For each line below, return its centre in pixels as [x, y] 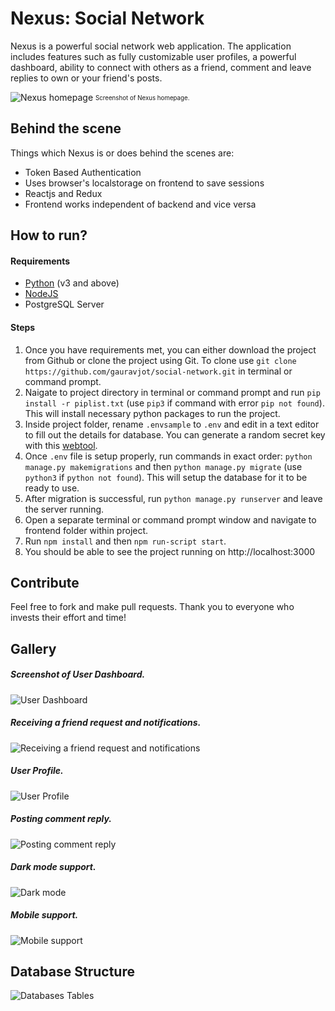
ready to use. [52, 488]
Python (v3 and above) [72, 283]
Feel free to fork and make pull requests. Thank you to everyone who [152, 607]
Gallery [33, 648]
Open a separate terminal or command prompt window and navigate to [170, 519]
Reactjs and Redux [63, 193]
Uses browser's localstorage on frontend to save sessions [144, 183]
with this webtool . [61, 445]
